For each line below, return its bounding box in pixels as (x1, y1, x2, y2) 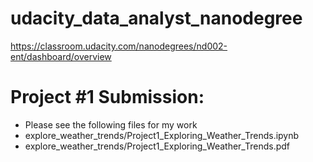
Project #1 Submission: (10, 86, 205, 109)
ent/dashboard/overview (10, 50, 112, 62)
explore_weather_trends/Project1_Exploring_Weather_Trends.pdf (24, 140, 291, 152)
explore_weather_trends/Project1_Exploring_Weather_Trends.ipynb (24, 129, 300, 141)
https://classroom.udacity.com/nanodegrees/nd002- (10, 40, 228, 52)
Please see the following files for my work (24, 118, 198, 131)
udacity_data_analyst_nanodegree (10, 7, 303, 30)
